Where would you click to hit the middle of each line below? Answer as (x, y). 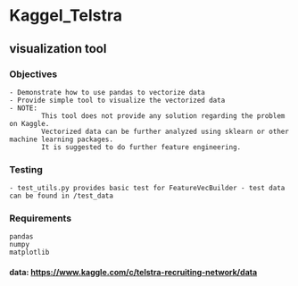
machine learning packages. (62, 139)
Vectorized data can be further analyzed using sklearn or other (166, 131)
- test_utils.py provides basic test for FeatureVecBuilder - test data (147, 189)
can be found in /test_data (62, 196)
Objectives (33, 74)
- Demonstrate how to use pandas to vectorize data (107, 92)
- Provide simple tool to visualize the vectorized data (117, 100)
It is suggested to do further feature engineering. (141, 147)
